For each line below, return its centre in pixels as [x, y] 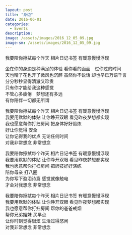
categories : [18, 24]
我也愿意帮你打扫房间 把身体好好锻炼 [43, 123]
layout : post [19, 10]
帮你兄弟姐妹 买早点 [26, 214]
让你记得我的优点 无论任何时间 [37, 136]
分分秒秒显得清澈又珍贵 [29, 81]
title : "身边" [19, 15]
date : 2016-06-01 [23, 19]
